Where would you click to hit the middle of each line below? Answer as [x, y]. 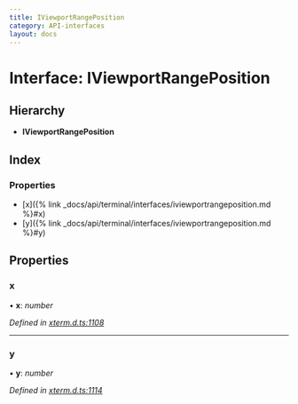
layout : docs [33, 34]
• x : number [31, 305]
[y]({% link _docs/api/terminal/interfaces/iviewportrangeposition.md [146, 224]
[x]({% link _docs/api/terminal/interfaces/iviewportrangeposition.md [146, 204]
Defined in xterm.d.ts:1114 [56, 391]
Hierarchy [37, 111]
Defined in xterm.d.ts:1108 [57, 322]
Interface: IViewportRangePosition [140, 78]
